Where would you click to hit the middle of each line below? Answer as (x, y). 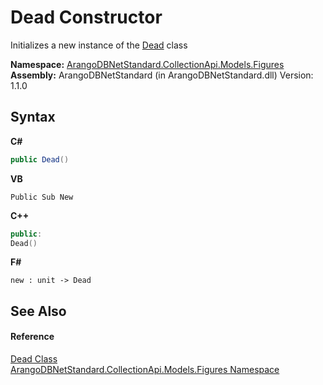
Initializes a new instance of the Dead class (99, 45)
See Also (38, 311)
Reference (32, 337)
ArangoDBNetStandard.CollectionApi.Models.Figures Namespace (145, 369)
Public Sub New (42, 197)
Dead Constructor (86, 17)
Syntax (33, 117)
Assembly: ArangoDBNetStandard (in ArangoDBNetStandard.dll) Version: (162, 75)
